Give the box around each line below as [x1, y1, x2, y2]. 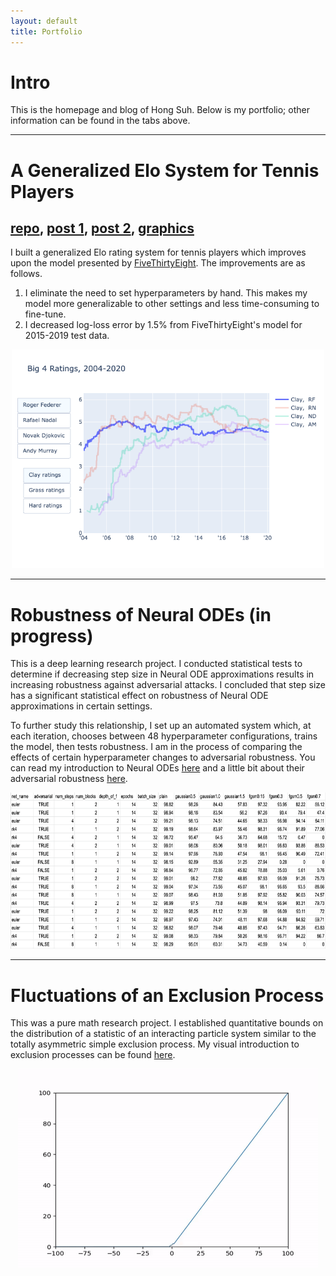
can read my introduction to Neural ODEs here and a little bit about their [10, 762, 305, 774]
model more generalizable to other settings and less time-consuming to [24, 298, 320, 310]
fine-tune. [24, 308, 67, 320]
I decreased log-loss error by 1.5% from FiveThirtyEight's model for [24, 319, 303, 331]
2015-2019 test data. [24, 330, 110, 342]
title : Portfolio [10, 26, 83, 37]
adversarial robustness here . [10, 773, 128, 785]
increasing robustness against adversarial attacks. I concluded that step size [10, 679, 326, 691]
